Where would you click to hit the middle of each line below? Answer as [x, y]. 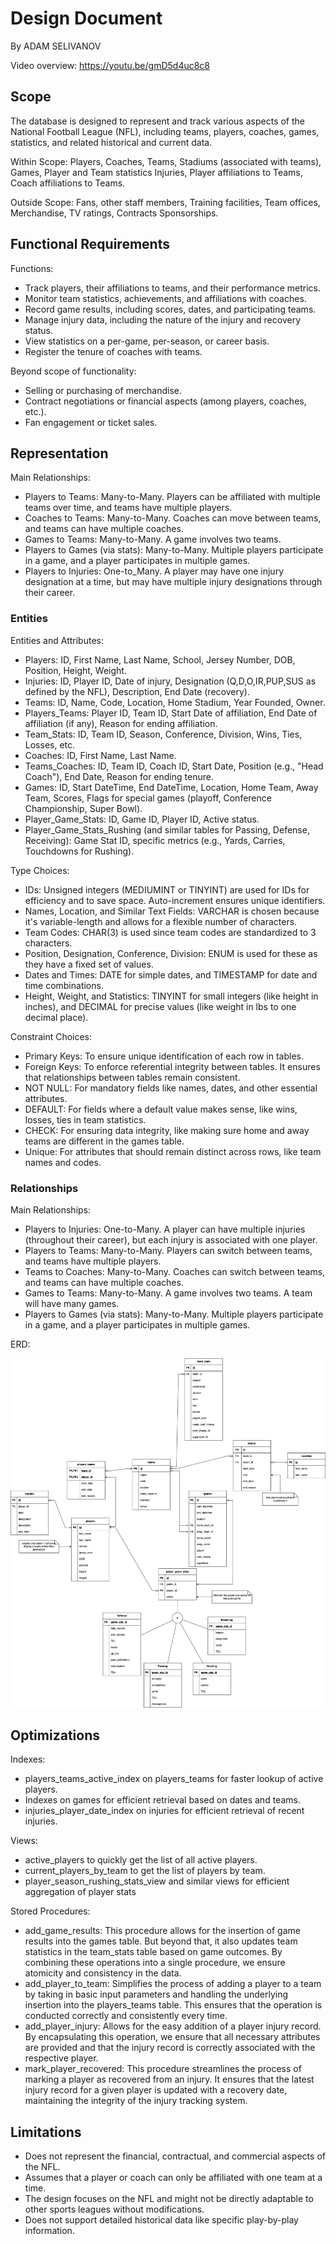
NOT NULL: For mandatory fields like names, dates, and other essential [171, 1088]
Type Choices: [40, 870]
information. [49, 2231]
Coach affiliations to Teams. [68, 183]
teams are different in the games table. [104, 1141]
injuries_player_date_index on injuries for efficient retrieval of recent [164, 1811]
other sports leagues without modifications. [114, 2209]
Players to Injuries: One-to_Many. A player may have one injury [154, 571]
